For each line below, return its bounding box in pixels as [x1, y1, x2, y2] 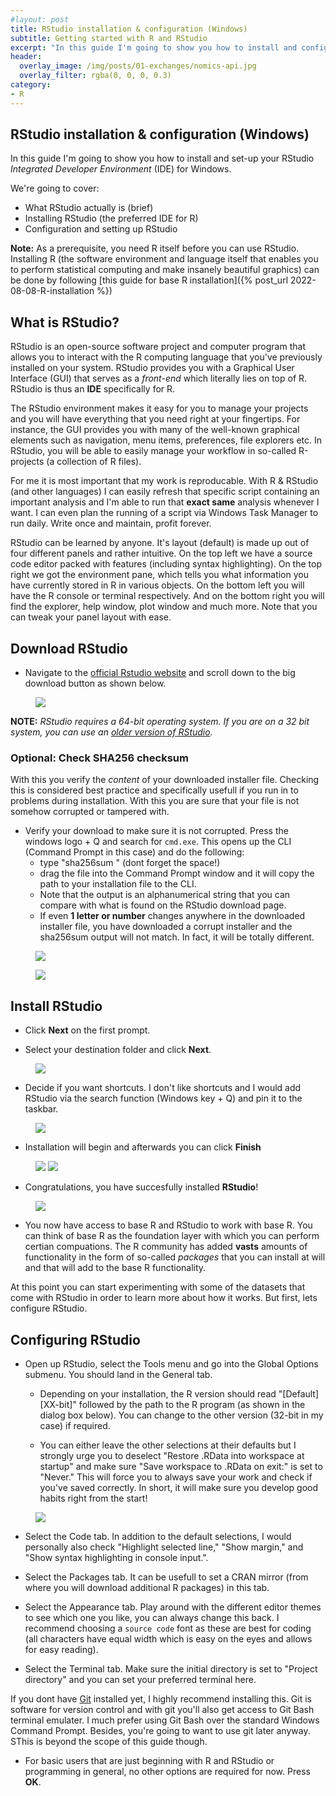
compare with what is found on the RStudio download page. [39, 899, 287, 911]
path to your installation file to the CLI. [39, 878, 197, 890]
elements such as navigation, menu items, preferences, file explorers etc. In [10, 434, 323, 446]
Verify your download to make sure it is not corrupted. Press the [24, 825, 289, 837]
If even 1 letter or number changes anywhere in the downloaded [39, 910, 306, 922]
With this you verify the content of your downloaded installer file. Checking [10, 774, 320, 786]
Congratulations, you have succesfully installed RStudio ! [24, 1181, 259, 1193]
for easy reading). [24, 1643, 99, 1655]
